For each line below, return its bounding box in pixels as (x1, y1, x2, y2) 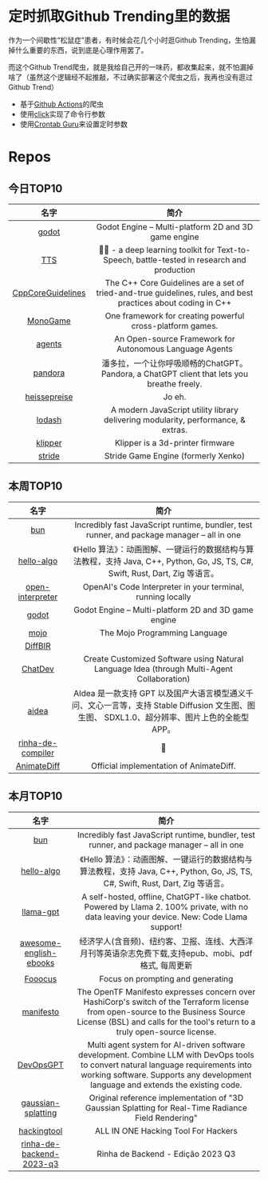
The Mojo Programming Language (99, 627, 228, 638)
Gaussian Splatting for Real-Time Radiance (85, 1102, 247, 1113)
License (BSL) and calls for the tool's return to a (77, 1016, 256, 1027)
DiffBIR (25, 640, 51, 651)
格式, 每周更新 (140, 959, 193, 970)
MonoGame (26, 315, 72, 326)
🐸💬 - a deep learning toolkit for (98, 244, 215, 255)
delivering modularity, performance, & (103, 414, 246, 425)
